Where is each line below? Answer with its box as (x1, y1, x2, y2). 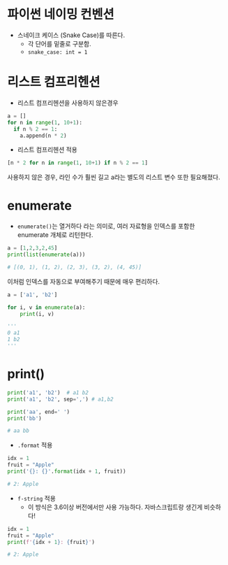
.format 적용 (17, 441, 53, 450)
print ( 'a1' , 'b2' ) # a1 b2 (7, 389, 89, 396)
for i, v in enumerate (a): (7, 303, 86, 311)
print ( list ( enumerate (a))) (7, 251, 86, 259)
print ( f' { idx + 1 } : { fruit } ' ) (7, 538, 96, 545)
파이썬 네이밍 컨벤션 (7, 6, 115, 22)
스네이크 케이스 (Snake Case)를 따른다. (17, 31, 126, 39)
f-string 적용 (17, 494, 56, 502)
